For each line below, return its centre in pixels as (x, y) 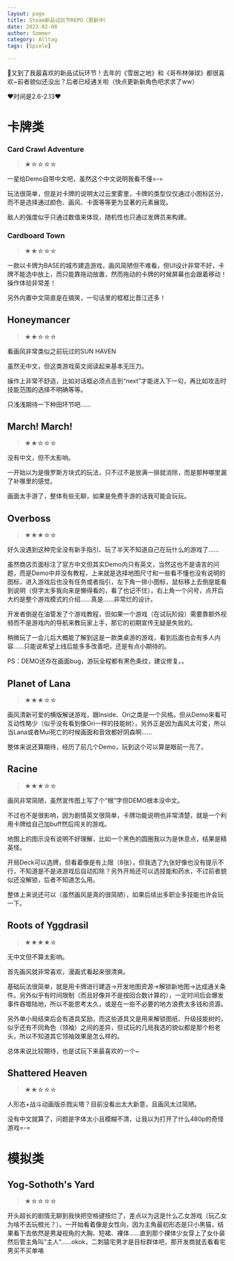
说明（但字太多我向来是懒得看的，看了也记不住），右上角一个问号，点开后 (118, 590)
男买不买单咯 (25, 1251)
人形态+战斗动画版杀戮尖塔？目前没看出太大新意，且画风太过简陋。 (104, 1104)
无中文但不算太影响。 (38, 956)
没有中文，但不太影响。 (41, 458)
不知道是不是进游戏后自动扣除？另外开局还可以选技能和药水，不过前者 (120, 871)
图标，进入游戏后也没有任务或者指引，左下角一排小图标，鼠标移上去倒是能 (114, 582)
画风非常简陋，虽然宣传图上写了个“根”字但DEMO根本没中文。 (95, 800)
